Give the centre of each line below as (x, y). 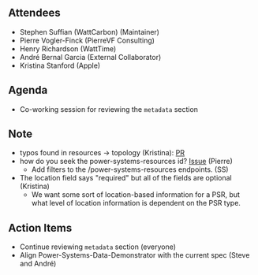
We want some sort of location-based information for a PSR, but (136, 195)
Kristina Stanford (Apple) (60, 65)
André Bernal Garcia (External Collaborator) (90, 57)
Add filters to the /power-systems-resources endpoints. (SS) (130, 169)
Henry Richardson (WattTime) (68, 48)
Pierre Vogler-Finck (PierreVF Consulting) (87, 40)
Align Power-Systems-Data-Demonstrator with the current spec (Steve (135, 255)
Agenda (28, 90)
